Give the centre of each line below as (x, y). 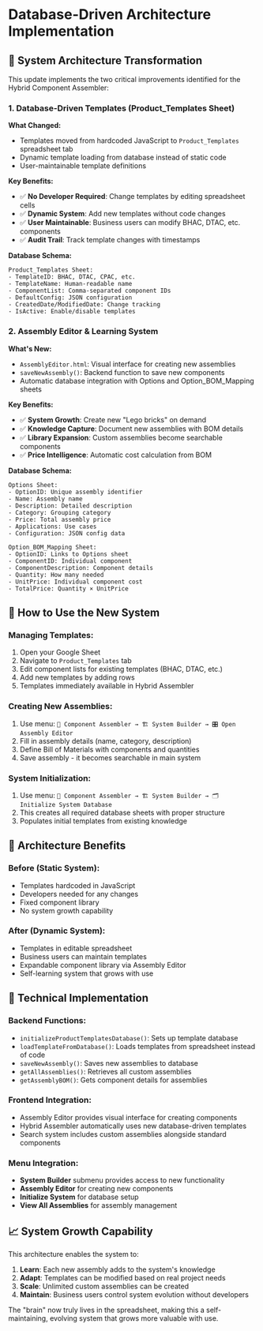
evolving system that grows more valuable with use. (134, 1318)
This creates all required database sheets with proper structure (122, 812)
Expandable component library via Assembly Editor (103, 965)
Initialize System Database (66, 804)
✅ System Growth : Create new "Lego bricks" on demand (113, 419)
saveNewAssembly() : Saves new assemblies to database (109, 1063)
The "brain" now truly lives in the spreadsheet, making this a (107, 1310)
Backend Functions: (47, 1021)
